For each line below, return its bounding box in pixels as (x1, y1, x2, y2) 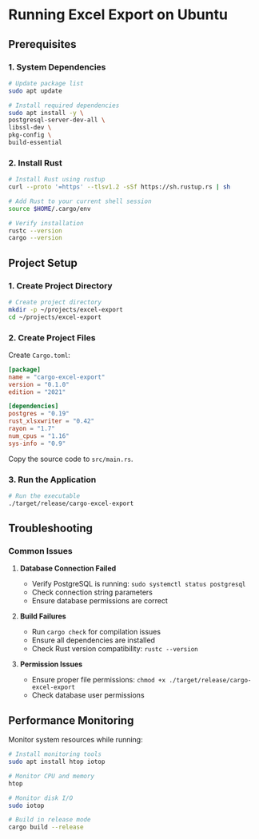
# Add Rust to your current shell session (8, 197, 152, 205)
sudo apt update (8, 86, 62, 95)
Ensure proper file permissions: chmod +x (31, 675, 166, 685)
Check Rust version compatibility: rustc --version (31, 644, 198, 654)
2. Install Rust (8, 157, 62, 169)
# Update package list (8, 79, 84, 87)
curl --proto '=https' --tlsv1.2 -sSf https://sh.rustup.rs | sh (8, 183, 230, 191)
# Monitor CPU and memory (8, 772, 94, 780)
